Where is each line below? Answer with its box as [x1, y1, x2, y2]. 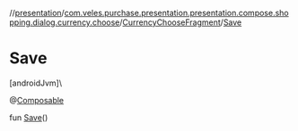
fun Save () [9, 111, 48, 123]
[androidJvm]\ [9, 78, 63, 88]
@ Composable [9, 94, 65, 105]
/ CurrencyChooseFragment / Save [119, 17, 242, 28]
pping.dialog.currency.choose [9, 17, 120, 28]
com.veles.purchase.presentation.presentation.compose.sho [64, 8, 289, 18]
